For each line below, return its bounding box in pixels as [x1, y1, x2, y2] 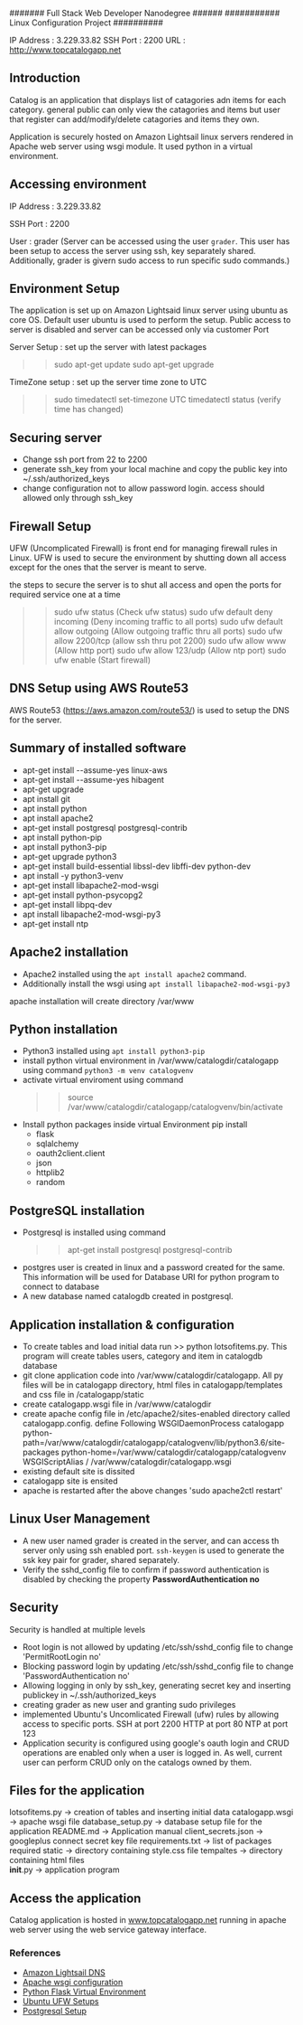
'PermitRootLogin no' [22, 1651, 102, 1662]
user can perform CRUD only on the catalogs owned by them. [22, 1757, 252, 1767]
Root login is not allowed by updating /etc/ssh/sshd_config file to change [22, 1641, 294, 1653]
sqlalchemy [35, 1138, 79, 1149]
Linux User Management [9, 1512, 151, 1527]
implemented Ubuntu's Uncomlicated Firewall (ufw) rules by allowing [22, 1709, 280, 1719]
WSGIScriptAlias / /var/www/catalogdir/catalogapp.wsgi [22, 1455, 232, 1467]
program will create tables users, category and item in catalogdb [22, 1351, 263, 1361]
